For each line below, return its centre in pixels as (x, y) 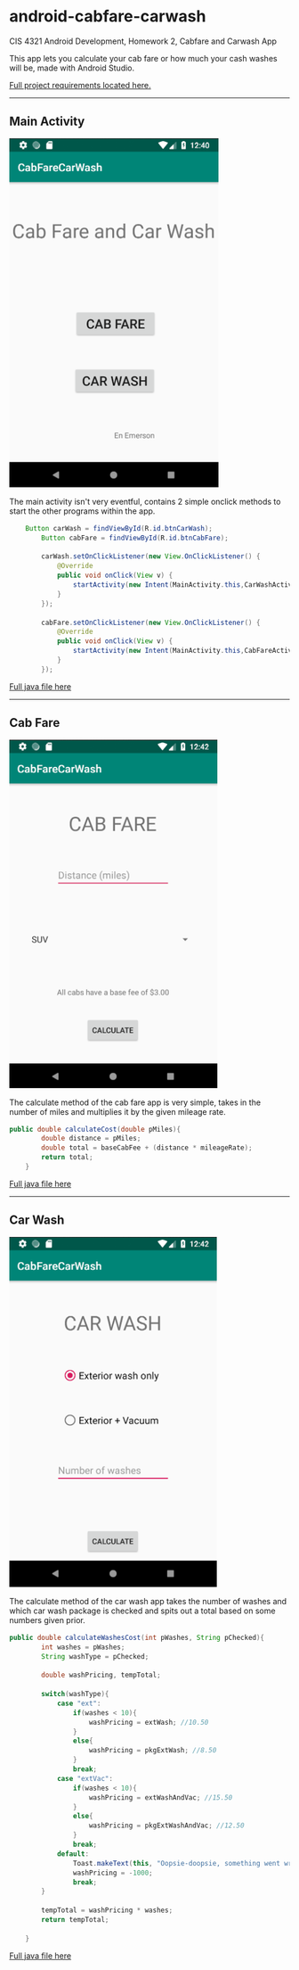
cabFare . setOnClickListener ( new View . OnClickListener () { (151, 622)
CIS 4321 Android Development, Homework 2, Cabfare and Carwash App (143, 41)
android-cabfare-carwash (108, 16)
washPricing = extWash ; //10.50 (149, 1722)
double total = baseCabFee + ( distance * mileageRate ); (147, 1148)
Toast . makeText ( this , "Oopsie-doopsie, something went (176, 1863)
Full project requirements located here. (80, 85)
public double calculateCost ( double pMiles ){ (95, 1129)
